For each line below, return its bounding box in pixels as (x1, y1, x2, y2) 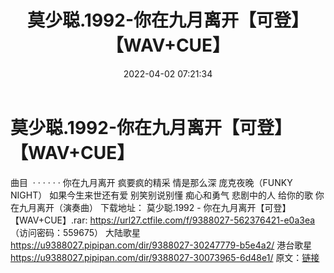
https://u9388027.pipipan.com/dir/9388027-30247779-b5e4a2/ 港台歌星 (10, 239, 313, 251)
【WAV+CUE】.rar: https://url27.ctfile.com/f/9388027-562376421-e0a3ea (10, 214, 316, 226)
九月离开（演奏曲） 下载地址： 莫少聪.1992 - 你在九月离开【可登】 (18, 201, 292, 213)
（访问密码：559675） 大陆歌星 (10, 226, 142, 238)
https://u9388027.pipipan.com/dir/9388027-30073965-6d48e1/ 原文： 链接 (10, 251, 320, 263)
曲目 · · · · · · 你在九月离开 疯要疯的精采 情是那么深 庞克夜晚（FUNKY (10, 176, 293, 188)
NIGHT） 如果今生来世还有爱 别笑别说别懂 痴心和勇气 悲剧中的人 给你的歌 (10, 189, 313, 201)
